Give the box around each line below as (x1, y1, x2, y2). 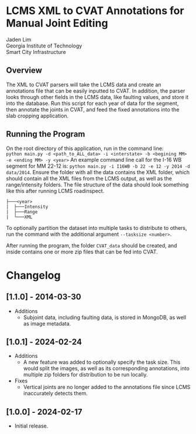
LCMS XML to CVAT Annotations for (6, 4, 184, 18)
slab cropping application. (6, 112, 69, 119)
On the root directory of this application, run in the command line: (6, 145, 164, 152)
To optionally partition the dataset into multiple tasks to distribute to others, (6, 224, 187, 231)
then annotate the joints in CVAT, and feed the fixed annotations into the (6, 106, 180, 113)
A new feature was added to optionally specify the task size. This (23, 359, 181, 366)
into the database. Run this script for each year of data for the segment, (6, 100, 179, 107)
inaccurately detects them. (23, 390, 88, 397)
